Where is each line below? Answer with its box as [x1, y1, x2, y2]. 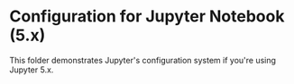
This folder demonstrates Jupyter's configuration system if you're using [9, 55, 277, 65]
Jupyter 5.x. [9, 64, 54, 75]
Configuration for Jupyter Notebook [9, 6, 285, 27]
